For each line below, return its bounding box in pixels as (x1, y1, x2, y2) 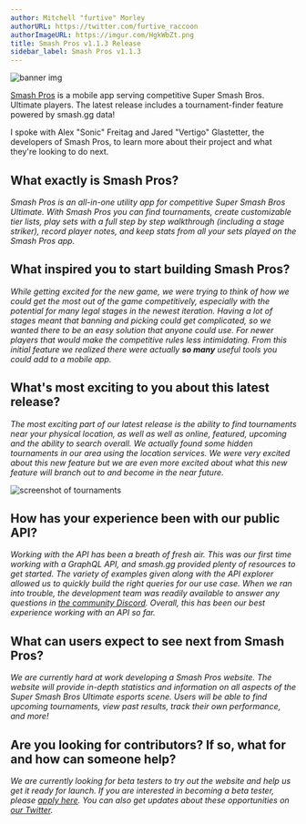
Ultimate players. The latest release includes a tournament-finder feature (10, 99, 284, 110)
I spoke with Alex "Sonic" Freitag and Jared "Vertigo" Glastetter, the (10, 127, 265, 137)
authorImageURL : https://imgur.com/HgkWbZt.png (10, 30, 195, 39)
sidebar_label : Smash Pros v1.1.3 (10, 47, 142, 56)
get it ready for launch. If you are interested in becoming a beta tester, (10, 785, 275, 796)
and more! (10, 711, 49, 722)
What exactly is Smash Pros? (10, 172, 179, 188)
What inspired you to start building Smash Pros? (10, 261, 291, 278)
